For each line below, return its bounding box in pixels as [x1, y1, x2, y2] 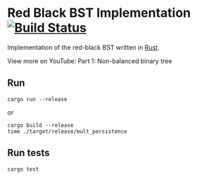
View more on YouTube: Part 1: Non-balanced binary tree [7, 56, 172, 65]
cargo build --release [7, 122, 74, 129]
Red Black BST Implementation [7, 5, 191, 21]
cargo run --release [7, 96, 68, 103]
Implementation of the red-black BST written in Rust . [7, 43, 160, 51]
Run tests [7, 147, 50, 159]
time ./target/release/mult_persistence [7, 128, 128, 135]
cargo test [7, 165, 39, 173]
